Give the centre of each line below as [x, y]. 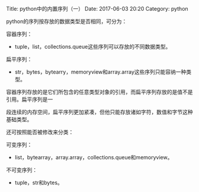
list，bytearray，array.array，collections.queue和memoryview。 [94, 157]
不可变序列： [22, 170]
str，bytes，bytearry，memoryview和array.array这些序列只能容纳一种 [100, 72]
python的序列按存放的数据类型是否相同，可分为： [67, 21]
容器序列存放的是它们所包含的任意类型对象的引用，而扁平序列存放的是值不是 [99, 92]
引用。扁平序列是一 [30, 99]
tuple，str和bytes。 [39, 182]
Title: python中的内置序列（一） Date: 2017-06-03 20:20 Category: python [97, 9]
